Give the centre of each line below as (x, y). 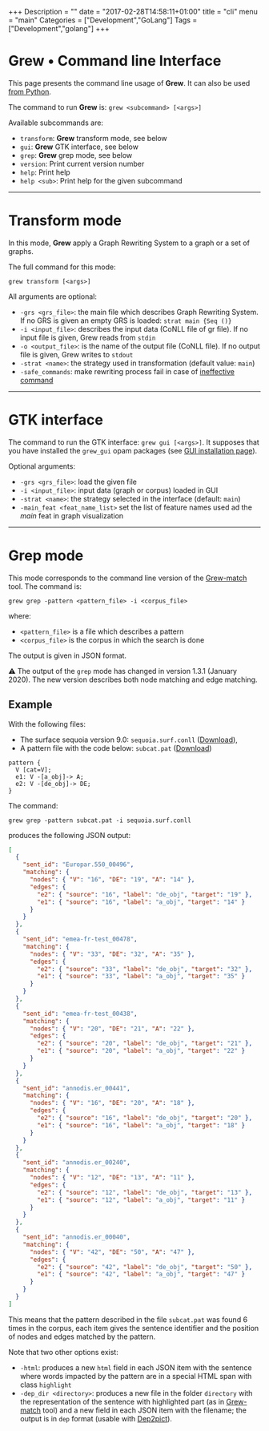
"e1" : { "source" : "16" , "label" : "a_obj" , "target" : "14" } (141, 902)
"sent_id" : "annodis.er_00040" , (76, 1237)
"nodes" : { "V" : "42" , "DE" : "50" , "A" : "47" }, (112, 1252)
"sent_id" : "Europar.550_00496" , (78, 865)
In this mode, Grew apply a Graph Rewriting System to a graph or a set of (129, 243)
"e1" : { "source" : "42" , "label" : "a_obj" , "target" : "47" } (141, 1274)
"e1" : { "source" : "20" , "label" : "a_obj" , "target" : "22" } (141, 1051)
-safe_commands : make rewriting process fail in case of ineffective (127, 371)
